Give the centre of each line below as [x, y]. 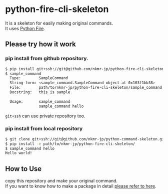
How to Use [23, 169]
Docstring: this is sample [40, 92]
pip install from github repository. [47, 59]
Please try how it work [40, 44]
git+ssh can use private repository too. [45, 116]
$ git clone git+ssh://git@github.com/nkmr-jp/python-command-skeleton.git [86, 139]
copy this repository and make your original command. [61, 181]
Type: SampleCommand [39, 78]
